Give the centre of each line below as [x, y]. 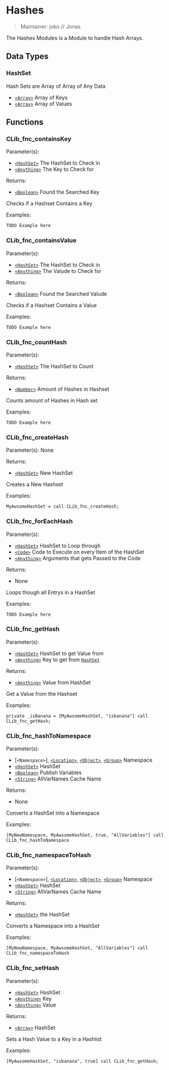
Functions [25, 122]
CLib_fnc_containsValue [41, 241]
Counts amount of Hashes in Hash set [52, 400]
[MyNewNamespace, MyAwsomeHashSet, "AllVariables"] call [77, 948]
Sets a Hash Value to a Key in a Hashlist [54, 1039]
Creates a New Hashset [35, 484]
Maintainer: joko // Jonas [50, 26]
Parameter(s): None [30, 450]
